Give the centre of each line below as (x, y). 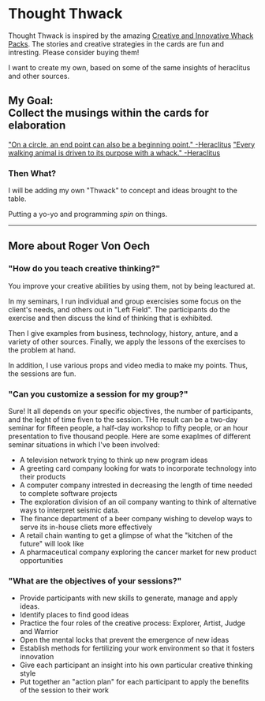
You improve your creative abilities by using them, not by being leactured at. (132, 285)
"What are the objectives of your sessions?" (95, 580)
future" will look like (52, 544)
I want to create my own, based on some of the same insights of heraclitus (129, 67)
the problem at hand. (42, 350)
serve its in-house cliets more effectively (86, 527)
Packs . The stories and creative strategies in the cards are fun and (116, 43)
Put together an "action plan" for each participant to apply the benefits (134, 682)
